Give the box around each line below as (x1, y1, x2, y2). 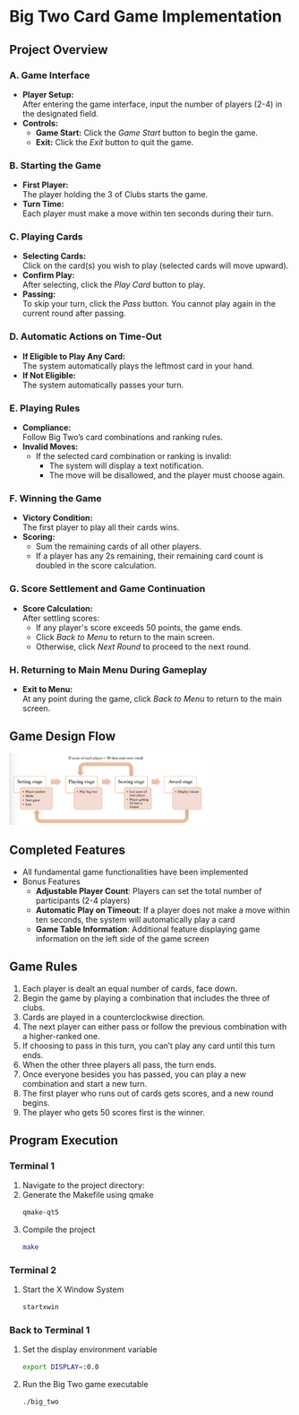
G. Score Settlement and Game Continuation (9, 583, 206, 595)
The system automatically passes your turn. (21, 379, 184, 390)
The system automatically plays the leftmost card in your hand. (21, 360, 255, 371)
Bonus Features (21, 876, 81, 887)
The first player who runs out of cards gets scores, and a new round (21, 1088, 274, 1098)
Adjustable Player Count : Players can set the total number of (35, 885, 262, 896)
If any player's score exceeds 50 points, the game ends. (35, 621, 243, 633)
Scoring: (21, 532, 56, 543)
